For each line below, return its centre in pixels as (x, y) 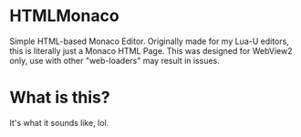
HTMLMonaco (65, 16)
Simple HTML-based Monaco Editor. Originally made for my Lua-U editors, (149, 41)
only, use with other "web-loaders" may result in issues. (115, 60)
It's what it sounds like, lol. (59, 122)
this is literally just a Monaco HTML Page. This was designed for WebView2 (151, 50)
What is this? (60, 98)
